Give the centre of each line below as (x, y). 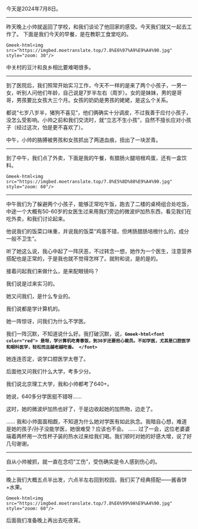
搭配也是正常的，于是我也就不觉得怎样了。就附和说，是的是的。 (83, 259)
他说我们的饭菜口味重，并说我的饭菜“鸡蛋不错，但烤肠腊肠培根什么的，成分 (98, 231)
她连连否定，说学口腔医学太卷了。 (47, 359)
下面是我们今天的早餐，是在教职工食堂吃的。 (77, 34)
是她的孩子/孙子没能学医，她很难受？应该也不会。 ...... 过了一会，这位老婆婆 (98, 429)
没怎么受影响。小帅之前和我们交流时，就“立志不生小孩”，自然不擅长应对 (94, 120)
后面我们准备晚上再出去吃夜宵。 (45, 520)
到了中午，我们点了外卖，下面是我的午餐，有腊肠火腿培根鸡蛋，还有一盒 (94, 158)
